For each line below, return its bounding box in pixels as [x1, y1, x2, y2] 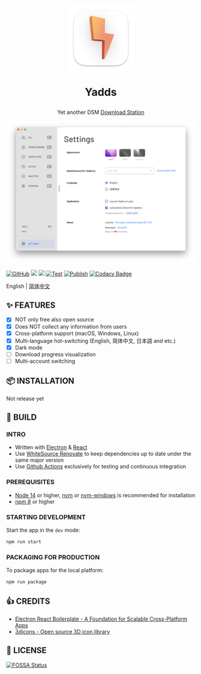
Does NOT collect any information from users [14, 323, 127, 330]
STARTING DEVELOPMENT [6, 513, 86, 521]
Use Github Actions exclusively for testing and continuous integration [14, 463, 187, 470]
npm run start [6, 538, 42, 544]
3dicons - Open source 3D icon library [14, 628, 110, 635]
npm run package [6, 579, 47, 585]
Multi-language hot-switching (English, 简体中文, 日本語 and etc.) [14, 337, 176, 344]
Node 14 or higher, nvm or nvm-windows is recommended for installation [14, 491, 196, 499]
